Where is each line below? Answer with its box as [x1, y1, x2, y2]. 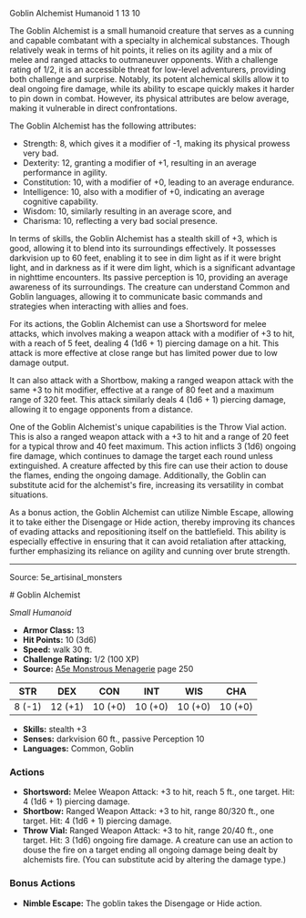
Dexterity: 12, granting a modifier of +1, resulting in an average [22, 158, 257, 168]
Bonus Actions [9, 877, 76, 890]
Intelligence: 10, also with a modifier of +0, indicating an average [22, 187, 265, 197]
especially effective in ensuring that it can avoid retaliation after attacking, [9, 536, 287, 546]
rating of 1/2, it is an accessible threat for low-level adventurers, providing [9, 64, 287, 75]
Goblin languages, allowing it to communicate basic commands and [9, 291, 263, 301]
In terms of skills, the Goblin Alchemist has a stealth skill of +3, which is [9, 233, 278, 244]
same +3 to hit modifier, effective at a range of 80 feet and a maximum [9, 384, 275, 395]
